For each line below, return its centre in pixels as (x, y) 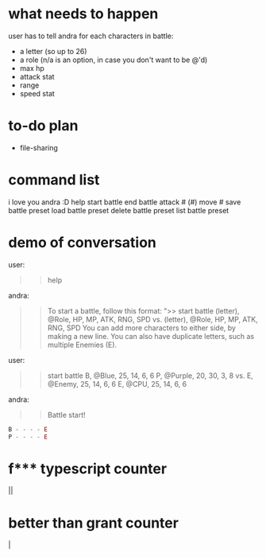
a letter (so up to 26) (53, 51)
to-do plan (43, 126)
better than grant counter (93, 523)
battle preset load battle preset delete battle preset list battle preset (119, 210)
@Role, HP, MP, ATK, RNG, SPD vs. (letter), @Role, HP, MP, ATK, (152, 319)
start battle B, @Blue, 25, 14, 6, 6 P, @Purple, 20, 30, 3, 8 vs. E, (150, 376)
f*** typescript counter (88, 468)
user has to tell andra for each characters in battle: (91, 36)
